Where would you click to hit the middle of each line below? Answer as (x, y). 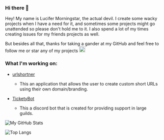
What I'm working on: (31, 63)
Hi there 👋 (17, 8)
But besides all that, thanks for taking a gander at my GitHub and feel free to (82, 44)
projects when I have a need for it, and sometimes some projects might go (80, 24)
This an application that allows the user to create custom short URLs (89, 84)
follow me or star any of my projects (42, 51)
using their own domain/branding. (54, 89)
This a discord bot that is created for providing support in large (83, 108)
